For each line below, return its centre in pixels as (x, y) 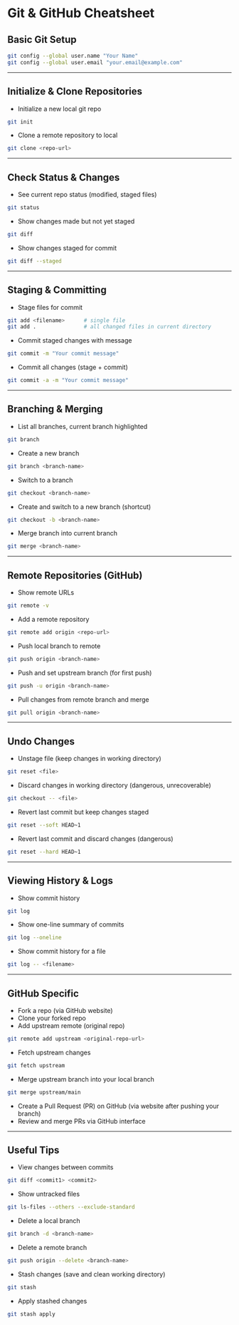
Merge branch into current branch (67, 533)
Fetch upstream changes (54, 1052)
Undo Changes (41, 741)
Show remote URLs (46, 593)
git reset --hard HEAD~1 (44, 852)
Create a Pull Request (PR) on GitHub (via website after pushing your (118, 1106)
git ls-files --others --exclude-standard (71, 1207)
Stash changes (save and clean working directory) (91, 1274)
